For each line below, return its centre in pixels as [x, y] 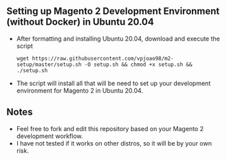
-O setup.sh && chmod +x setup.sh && [138, 65]
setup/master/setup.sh [49, 65]
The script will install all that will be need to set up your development [113, 83]
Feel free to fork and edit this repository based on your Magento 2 [110, 128]
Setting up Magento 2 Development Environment [113, 11]
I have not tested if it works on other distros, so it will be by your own [114, 143]
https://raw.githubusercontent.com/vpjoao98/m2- [103, 58]
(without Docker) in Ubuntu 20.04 [80, 22]
